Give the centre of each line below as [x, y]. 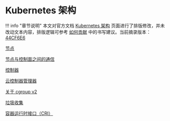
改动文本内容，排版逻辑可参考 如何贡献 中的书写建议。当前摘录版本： [78, 32]
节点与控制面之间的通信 [30, 59]
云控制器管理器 [21, 81]
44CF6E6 [15, 38]
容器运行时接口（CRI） [29, 113]
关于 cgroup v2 [21, 91]
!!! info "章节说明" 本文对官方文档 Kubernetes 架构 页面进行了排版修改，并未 [85, 26]
